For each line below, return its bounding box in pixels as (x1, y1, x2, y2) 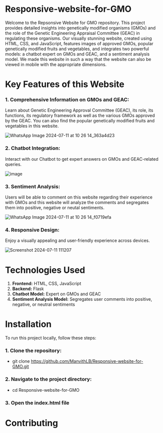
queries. (5, 161, 22, 167)
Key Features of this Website (5, 79, 125, 90)
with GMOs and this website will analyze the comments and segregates (5, 200, 149, 205)
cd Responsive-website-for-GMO (12, 387, 80, 393)
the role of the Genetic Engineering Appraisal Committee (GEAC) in (5, 30, 140, 36)
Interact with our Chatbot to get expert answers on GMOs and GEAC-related (5, 156, 159, 162)
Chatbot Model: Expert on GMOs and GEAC (12, 291, 101, 297)
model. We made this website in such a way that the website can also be (5, 56, 152, 62)
